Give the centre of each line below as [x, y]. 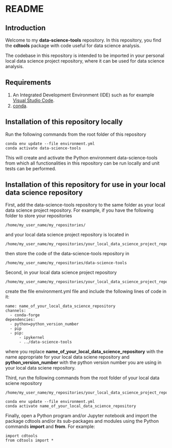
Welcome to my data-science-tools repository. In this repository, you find [83, 40]
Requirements [28, 83]
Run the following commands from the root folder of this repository [76, 134]
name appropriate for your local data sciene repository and [67, 357]
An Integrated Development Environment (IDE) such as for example [83, 95]
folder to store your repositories [39, 216]
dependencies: [20, 320]
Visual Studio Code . [34, 100]
